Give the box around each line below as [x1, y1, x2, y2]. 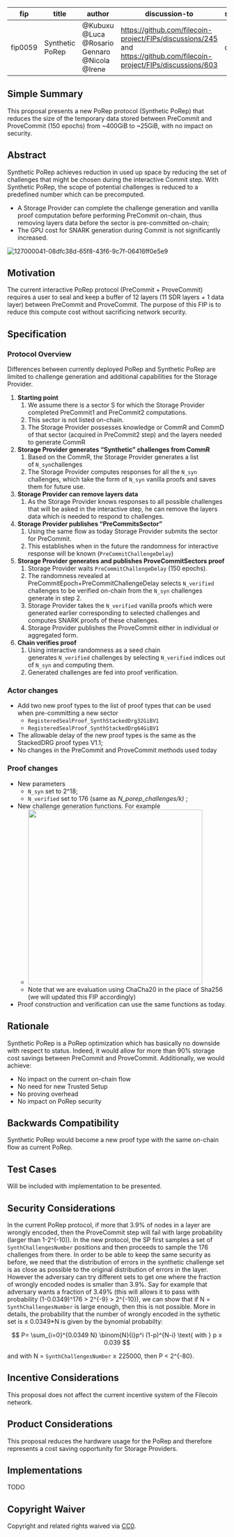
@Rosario [82, 38, 114, 48]
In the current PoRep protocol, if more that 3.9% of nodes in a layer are [7, 1220, 211, 1229]
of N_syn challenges [27, 461, 83, 469]
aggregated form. [27, 631, 79, 640]
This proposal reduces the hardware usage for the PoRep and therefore [7, 1436, 212, 1445]
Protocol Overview [7, 349, 72, 359]
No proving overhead [17, 1090, 79, 1098]
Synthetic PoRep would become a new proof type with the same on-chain [7, 1136, 219, 1144]
